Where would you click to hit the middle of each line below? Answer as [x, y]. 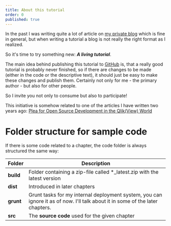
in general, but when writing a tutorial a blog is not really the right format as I [85, 39]
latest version [45, 178]
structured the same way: [32, 151]
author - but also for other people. [41, 86]
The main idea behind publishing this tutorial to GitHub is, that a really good [84, 64]
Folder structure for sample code [76, 131]
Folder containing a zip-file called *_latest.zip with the [94, 172]
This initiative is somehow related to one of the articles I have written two [82, 106]
